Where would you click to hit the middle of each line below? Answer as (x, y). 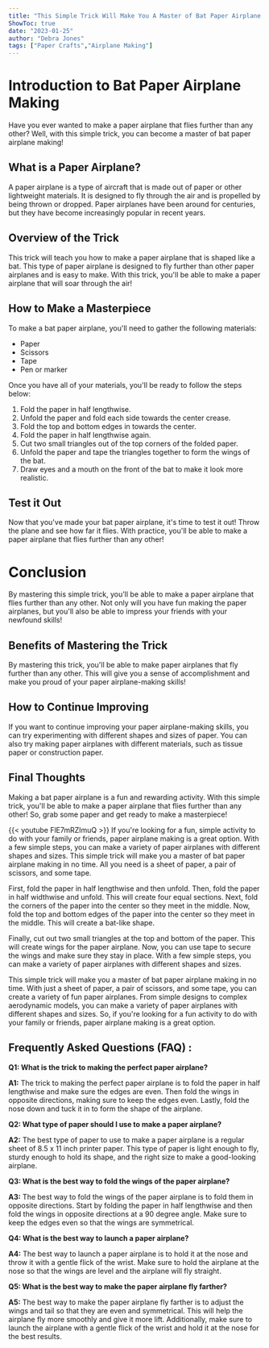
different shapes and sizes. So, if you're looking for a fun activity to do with (133, 1013)
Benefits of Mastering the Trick (88, 645)
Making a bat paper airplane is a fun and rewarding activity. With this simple (134, 797)
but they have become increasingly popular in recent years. (107, 212)
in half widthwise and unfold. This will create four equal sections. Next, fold (133, 897)
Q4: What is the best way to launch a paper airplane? (99, 1238)
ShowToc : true (32, 23)
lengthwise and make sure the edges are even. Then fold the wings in (124, 1091)
